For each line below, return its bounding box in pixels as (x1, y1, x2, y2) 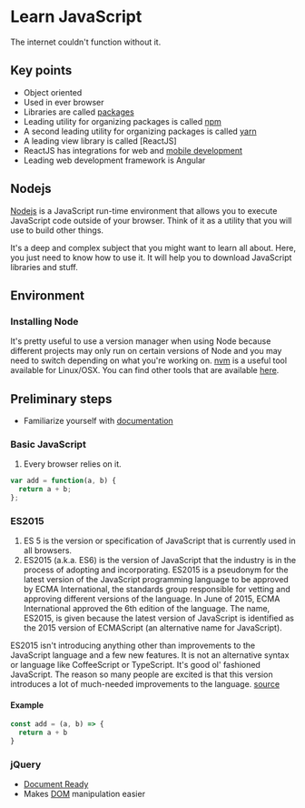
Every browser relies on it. (23, 459, 122, 470)
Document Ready (23, 779, 89, 790)
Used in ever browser (23, 96, 104, 107)
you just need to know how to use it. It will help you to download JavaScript (10, 252, 292, 263)
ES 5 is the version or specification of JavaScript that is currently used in (23, 535, 296, 547)
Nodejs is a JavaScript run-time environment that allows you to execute (10, 205, 278, 216)
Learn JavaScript (10, 6, 143, 27)
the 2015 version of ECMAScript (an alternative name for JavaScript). (23, 622, 282, 633)
